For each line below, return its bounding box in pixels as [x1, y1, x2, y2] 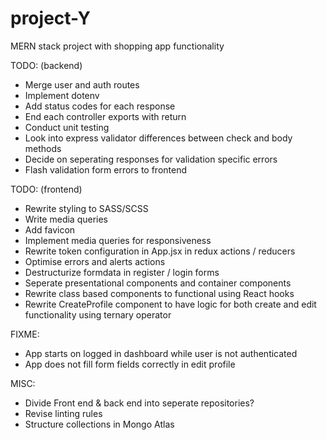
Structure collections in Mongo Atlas [24, 418, 175, 430]
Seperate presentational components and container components [24, 277, 292, 289]
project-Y [10, 7, 91, 30]
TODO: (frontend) [10, 183, 83, 195]
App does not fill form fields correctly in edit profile [24, 358, 236, 370]
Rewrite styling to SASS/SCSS [24, 202, 149, 214]
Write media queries [24, 213, 109, 225]
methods [24, 142, 62, 154]
